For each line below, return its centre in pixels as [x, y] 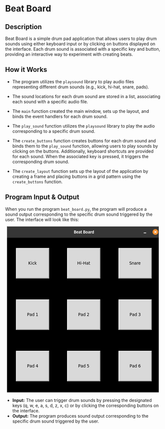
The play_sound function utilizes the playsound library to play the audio [83, 126]
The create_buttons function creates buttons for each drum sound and [84, 140]
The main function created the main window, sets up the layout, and [81, 111]
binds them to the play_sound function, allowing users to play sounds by [85, 146]
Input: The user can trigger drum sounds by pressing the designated [82, 400]
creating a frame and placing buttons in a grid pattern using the [77, 176]
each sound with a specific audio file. [50, 101]
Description [23, 27]
